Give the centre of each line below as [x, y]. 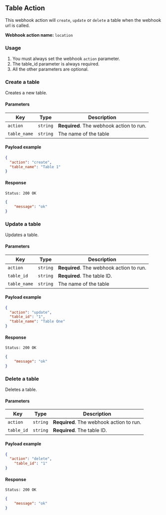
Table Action [25, 8]
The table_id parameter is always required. [56, 64]
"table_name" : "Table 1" [35, 167]
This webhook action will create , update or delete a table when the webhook [83, 20]
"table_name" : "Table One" [37, 322]
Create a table [22, 82]
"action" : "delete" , [31, 459]
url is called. [18, 25]
